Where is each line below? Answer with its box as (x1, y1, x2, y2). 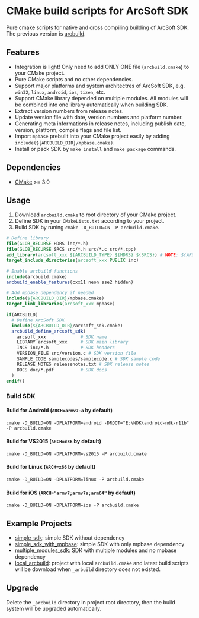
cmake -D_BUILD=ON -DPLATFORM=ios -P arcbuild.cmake (6, 502, 139, 509)
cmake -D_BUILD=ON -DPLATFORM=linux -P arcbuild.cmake (6, 477, 145, 483)
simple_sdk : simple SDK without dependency (14, 534, 125, 541)
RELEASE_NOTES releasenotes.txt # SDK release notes (17, 361, 150, 367)
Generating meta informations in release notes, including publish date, (14, 120, 187, 127)
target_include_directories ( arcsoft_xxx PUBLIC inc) (6, 257, 139, 263)
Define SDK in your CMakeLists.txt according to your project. (14, 217, 165, 225)
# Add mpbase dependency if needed (6, 290, 94, 296)
